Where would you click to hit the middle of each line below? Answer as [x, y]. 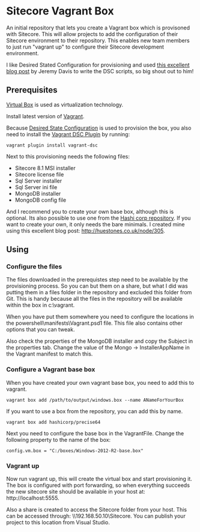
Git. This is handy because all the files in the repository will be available [95, 299]
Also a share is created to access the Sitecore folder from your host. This [97, 510]
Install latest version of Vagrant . [45, 116]
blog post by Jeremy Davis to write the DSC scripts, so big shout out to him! [100, 71]
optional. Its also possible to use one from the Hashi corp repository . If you [98, 218]
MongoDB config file [41, 200]
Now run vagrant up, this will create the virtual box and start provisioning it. [99, 479]
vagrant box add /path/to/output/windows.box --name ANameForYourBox [95, 400]
